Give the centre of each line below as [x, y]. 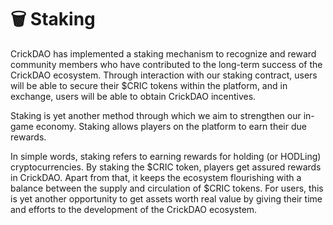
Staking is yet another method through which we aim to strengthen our [156, 115]
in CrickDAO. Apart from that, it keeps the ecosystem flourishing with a [156, 177]
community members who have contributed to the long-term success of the [166, 64]
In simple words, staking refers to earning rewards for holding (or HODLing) [166, 156]
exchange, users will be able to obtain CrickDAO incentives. [133, 96]
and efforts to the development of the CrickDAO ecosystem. [134, 209]
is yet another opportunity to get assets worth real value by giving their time [166, 198]
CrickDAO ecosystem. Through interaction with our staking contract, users [164, 75]
